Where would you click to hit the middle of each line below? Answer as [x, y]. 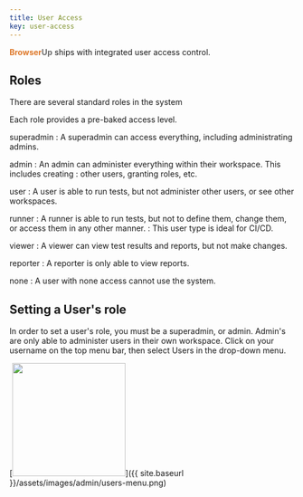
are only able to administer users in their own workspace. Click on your [142, 341]
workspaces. [33, 201]
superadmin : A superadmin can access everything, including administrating [151, 138]
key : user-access [42, 26]
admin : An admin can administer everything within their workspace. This [145, 165]
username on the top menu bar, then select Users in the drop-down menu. [148, 350]
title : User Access [46, 18]
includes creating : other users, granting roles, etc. [104, 174]
